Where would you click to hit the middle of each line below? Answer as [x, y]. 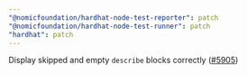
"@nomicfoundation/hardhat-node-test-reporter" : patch [114, 18]
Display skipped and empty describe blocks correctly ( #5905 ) [123, 60]
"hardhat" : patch [41, 34]
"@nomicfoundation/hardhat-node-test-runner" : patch [110, 26]
